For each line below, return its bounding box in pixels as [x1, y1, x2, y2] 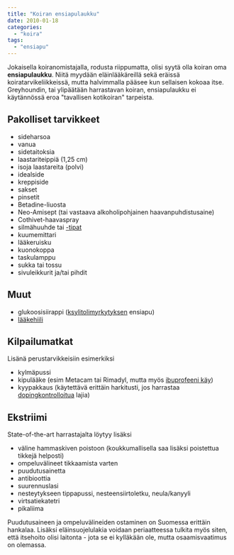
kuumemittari [17, 230, 57, 238]
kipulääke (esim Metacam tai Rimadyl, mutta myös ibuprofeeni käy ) [17, 375, 214, 384]
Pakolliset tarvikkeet [7, 114, 100, 126]
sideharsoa [17, 132, 51, 141]
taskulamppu [17, 253, 56, 261]
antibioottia [17, 474, 51, 483]
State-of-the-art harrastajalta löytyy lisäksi [7, 430, 133, 439]
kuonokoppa [17, 246, 55, 254]
